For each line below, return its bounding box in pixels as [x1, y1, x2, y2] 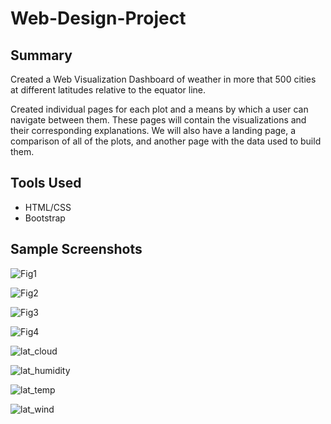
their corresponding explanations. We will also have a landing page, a [10, 125, 297, 136]
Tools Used [10, 175, 82, 192]
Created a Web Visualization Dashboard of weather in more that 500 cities [10, 73, 317, 85]
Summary [10, 47, 73, 64]
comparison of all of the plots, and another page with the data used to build [10, 135, 322, 147]
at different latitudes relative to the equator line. [10, 84, 207, 96]
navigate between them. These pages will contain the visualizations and [10, 114, 307, 126]
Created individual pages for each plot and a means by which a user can [10, 103, 309, 115]
